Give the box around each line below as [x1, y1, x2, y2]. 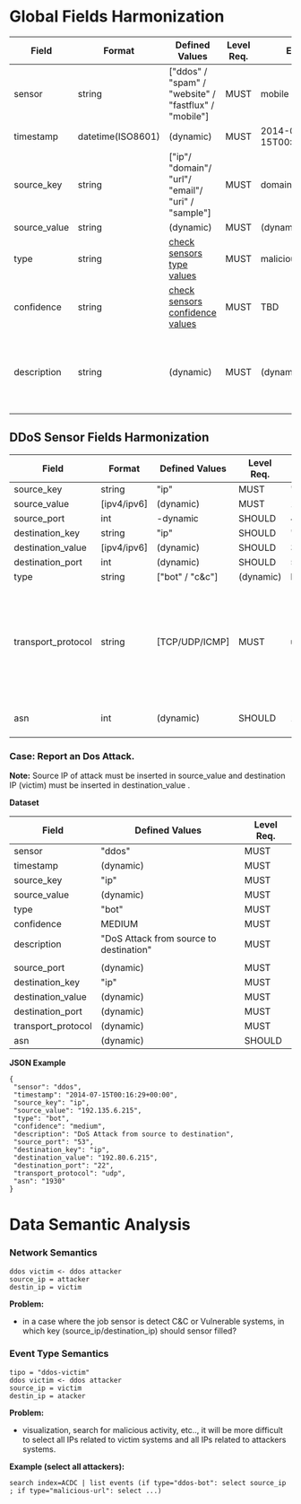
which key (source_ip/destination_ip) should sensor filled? [21, 1325, 237, 1336]
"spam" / [168, 76, 207, 89]
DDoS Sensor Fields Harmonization [9, 430, 210, 445]
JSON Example [9, 1057, 66, 1069]
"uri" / [168, 195, 194, 207]
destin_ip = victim [9, 1282, 82, 1291]
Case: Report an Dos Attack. [9, 749, 135, 762]
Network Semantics [9, 1246, 98, 1259]
